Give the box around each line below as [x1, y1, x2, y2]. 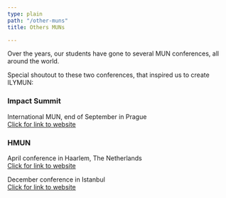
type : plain [7, 10, 43, 18]
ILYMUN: [7, 78, 34, 87]
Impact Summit [7, 96, 62, 106]
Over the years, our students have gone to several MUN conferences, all [7, 49, 219, 58]
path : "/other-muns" [7, 17, 69, 24]
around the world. [7, 57, 60, 66]
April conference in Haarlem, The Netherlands [7, 154, 142, 162]
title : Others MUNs [7, 24, 65, 31]
